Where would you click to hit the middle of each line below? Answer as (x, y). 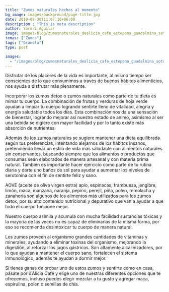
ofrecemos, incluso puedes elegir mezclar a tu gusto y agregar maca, (77, 279)
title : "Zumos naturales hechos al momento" (53, 10)
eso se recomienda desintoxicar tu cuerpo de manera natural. (69, 227)
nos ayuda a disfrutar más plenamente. (46, 86)
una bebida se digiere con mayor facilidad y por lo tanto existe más (75, 123)
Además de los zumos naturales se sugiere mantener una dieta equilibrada (82, 138)
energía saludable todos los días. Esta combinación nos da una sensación (82, 112)
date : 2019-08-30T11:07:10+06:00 (40, 19)
